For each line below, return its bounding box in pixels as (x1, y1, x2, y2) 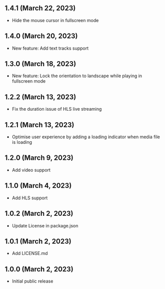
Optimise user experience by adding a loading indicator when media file (11, 134, 160, 140)
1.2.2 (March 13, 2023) (4, 93, 76, 101)
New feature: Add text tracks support (11, 45, 89, 51)
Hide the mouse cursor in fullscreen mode (11, 17, 99, 23)
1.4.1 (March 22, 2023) (4, 4, 76, 13)
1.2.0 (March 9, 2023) (4, 154, 73, 162)
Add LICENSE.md (11, 250, 48, 256)
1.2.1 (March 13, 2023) (4, 120, 74, 129)
